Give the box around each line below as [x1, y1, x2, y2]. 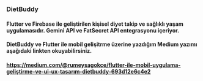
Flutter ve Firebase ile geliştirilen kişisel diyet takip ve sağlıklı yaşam [6, 20, 183, 28]
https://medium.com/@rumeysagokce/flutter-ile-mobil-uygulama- [6, 61, 181, 69]
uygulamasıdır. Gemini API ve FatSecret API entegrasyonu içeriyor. [6, 26, 180, 34]
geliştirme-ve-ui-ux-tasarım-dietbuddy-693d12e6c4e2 [6, 67, 151, 75]
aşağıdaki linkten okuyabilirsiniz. [6, 47, 92, 55]
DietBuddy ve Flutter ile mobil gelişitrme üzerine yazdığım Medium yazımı [6, 40, 197, 48]
